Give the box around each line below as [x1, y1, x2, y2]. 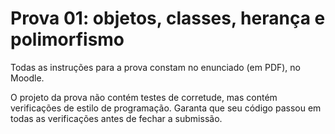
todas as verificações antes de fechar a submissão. [10, 112, 223, 124]
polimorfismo [10, 28, 125, 51]
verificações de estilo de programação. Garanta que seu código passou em [10, 102, 322, 114]
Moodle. [10, 72, 45, 84]
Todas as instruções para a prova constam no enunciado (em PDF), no [10, 61, 301, 73]
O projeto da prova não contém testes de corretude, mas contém [10, 91, 278, 103]
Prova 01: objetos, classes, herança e [10, 7, 326, 30]
